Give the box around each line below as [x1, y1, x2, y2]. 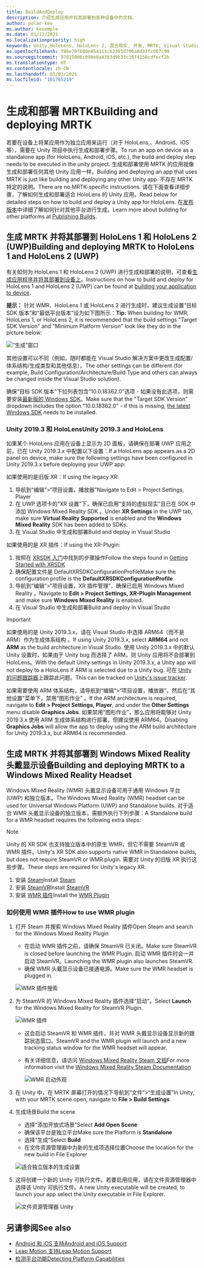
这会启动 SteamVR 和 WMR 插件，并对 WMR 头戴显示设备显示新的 [24, 1030, 189, 1037]
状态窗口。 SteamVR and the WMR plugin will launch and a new [29, 1037, 187, 1045]
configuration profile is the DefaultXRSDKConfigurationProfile [15, 575, 173, 582]
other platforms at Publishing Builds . [6, 213, 97, 220]
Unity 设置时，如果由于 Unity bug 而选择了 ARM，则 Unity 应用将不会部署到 [6, 651, 195, 659]
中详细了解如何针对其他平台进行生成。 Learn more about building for [17, 206, 188, 213]
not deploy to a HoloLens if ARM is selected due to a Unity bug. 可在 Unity [6, 666, 192, 674]
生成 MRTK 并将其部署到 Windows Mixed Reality [6, 748, 191, 759]
